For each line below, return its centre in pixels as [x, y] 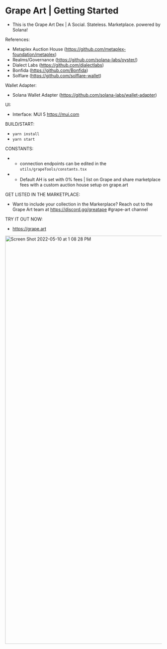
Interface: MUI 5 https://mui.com [46, 114]
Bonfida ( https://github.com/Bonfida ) [50, 70]
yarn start [24, 139]
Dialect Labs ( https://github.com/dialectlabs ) [58, 65]
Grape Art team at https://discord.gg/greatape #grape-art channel [80, 209]
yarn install [26, 134]
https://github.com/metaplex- [96, 49]
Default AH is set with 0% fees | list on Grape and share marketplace [90, 179]
